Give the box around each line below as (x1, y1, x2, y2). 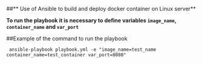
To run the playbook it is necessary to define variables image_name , (6, 17, 176, 24)
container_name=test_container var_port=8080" (6, 52, 127, 58)
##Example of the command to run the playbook (6, 35, 128, 42)
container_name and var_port (6, 24, 79, 30)
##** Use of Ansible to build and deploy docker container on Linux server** (6, 5, 197, 12)
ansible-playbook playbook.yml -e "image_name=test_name (9, 46, 156, 53)
